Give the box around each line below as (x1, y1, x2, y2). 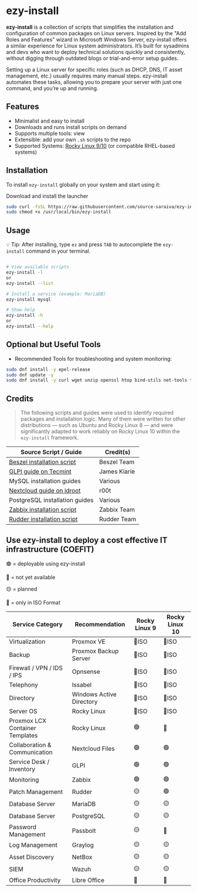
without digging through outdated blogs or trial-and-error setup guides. (6, 55, 179, 62)
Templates (9, 731, 38, 740)
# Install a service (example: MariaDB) (6, 291, 107, 297)
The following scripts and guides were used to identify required (20, 409, 174, 416)
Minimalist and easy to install (14, 117, 85, 124)
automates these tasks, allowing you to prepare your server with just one (6, 78, 182, 86)
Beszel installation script (9, 458, 76, 466)
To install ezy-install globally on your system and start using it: (6, 181, 161, 188)
